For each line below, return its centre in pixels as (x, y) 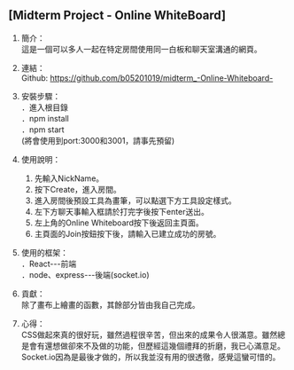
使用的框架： (44, 252)
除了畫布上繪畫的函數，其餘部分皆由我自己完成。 (110, 304)
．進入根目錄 (44, 107)
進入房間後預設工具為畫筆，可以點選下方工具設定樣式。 (135, 201)
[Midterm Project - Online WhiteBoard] (117, 16)
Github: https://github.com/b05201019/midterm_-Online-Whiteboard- (147, 78)
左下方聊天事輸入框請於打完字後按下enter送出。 (121, 211)
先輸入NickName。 (69, 178)
